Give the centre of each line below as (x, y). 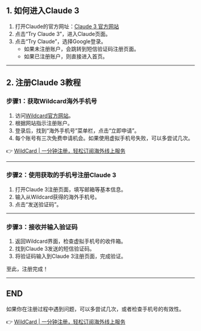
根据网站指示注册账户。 (44, 123)
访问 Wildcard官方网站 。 (44, 115)
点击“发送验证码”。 (38, 204)
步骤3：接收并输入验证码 (42, 227)
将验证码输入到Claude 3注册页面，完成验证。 (71, 256)
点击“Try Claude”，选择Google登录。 (60, 41)
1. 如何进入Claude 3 (43, 11)
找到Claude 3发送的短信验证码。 (55, 249)
